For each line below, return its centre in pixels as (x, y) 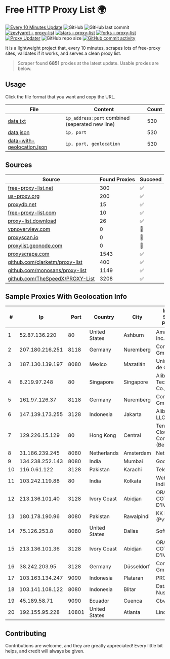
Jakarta (133, 414)
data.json (19, 132)
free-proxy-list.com (32, 213)
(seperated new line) (90, 124)
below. (25, 68)
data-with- (22, 141)
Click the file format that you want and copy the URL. (60, 96)
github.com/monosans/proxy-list (47, 270)
